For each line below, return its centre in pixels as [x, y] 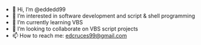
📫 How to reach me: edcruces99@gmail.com [69, 36]
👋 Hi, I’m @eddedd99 [39, 9]
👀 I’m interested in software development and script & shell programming [104, 16]
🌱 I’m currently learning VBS [48, 22]
